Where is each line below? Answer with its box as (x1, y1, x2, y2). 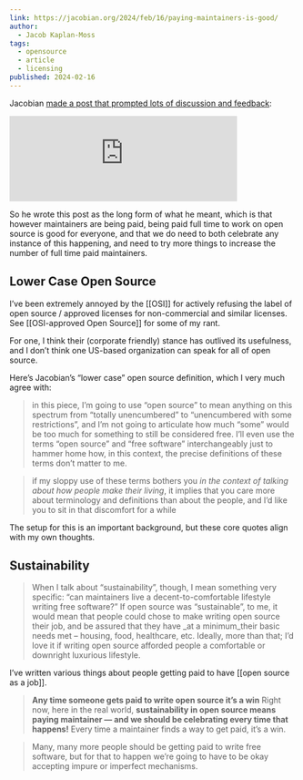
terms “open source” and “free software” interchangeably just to (31, 438, 274, 449)
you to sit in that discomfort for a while (31, 504, 177, 515)
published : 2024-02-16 (9, 73, 96, 82)
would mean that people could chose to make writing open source (31, 611, 280, 622)
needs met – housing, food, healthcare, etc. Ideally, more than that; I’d (31, 631, 294, 641)
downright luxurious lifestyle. (31, 650, 141, 661)
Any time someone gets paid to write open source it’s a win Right (31, 694, 282, 706)
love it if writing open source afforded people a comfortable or (31, 640, 266, 652)
